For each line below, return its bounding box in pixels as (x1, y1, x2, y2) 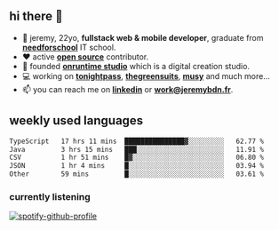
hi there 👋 (9, 9, 64, 24)
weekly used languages (9, 113, 144, 129)
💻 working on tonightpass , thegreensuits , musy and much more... (21, 70, 271, 81)
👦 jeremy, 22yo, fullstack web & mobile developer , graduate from (21, 32, 264, 43)
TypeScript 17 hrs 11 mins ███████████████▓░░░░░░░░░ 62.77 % (9, 137, 265, 146)
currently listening (9, 190, 91, 202)
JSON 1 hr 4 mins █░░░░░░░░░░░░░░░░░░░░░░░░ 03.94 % (9, 162, 265, 171)
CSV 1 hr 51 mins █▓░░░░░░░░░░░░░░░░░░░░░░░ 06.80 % (9, 153, 265, 163)
